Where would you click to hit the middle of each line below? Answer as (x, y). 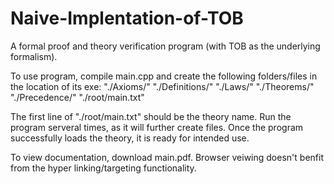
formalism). (34, 56)
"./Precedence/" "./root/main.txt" (77, 97)
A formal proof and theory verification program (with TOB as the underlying (165, 46)
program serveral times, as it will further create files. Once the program (157, 127)
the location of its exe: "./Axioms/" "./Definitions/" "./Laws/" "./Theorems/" (162, 86)
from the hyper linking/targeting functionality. (103, 168)
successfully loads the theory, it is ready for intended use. (130, 138)
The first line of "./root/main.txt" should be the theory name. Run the (151, 116)
